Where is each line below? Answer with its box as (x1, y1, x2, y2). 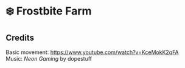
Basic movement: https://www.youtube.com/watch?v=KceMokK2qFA (5, 49, 179, 56)
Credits (5, 32, 35, 42)
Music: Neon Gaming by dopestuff (5, 55, 92, 62)
